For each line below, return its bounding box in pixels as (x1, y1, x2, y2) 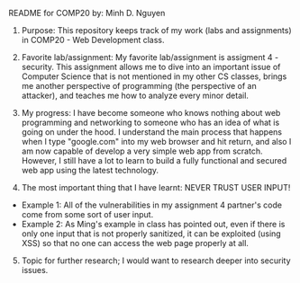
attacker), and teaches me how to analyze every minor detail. (21, 90, 250, 101)
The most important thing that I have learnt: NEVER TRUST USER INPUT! (21, 182, 291, 192)
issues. (21, 265, 49, 275)
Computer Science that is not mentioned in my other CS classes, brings (21, 71, 287, 82)
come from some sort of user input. (21, 209, 154, 219)
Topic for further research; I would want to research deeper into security (21, 255, 291, 266)
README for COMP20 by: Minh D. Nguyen (8, 8, 166, 18)
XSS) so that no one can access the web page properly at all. (21, 238, 250, 248)
